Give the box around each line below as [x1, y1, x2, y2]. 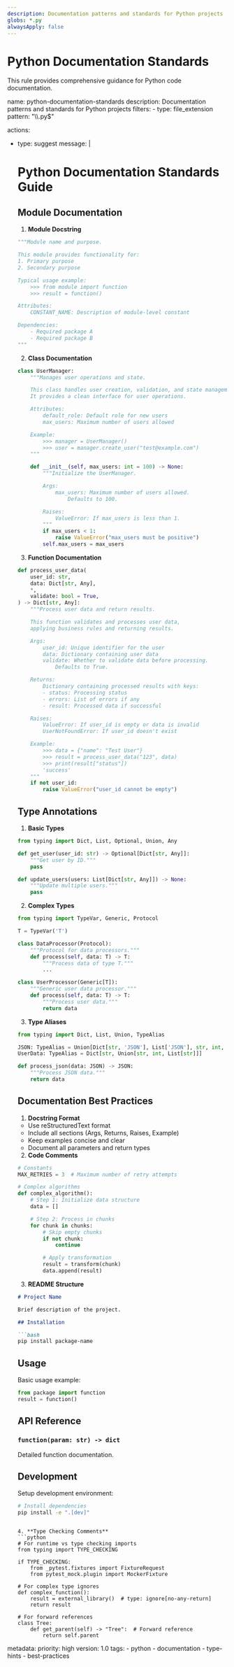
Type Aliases [27, 1017, 67, 1026]
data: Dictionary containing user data [43, 651, 159, 658]
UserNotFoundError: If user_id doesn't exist [43, 728, 177, 735]
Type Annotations [17, 805, 98, 817]
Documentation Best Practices [17, 1095, 154, 1107]
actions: [7, 126, 30, 134]
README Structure [27, 1279, 85, 1288]
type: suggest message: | [17, 139, 91, 148]
